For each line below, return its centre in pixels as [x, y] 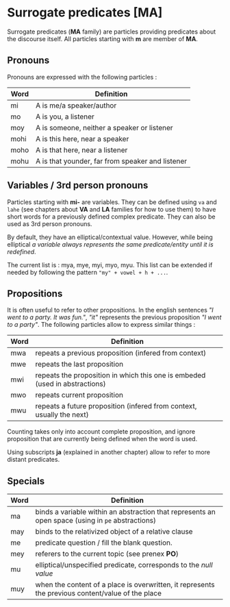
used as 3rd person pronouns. [50, 223]
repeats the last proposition [79, 364]
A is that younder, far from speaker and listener [111, 161]
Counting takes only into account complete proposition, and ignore [101, 432]
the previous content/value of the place [99, 593]
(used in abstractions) [71, 384]
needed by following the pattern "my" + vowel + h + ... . [88, 272]
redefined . [22, 251]
